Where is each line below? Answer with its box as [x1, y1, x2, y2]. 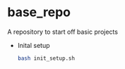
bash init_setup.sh [17, 54, 76, 62]
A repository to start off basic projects [7, 27, 119, 36]
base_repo [7, 4, 71, 20]
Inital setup [17, 41, 51, 49]
